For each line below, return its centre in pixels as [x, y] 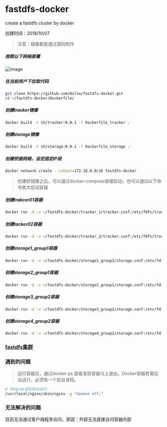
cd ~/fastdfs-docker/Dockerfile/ [40, 98]
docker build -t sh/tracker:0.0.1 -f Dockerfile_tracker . [68, 122]
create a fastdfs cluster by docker [40, 23]
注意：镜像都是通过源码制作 [46, 44]
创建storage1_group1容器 [31, 248]
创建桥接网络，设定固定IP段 [34, 159]
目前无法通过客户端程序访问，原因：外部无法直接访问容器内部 [68, 420]
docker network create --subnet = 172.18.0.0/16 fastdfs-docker [71, 171]
